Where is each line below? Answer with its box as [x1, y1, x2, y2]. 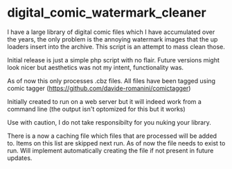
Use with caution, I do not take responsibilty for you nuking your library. [7, 118, 211, 126]
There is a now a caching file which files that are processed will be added [7, 132, 217, 140]
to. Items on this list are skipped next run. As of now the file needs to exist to [7, 139, 226, 147]
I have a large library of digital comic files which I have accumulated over [7, 28, 215, 36]
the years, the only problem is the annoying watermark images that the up [7, 35, 218, 43]
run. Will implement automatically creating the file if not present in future [7, 146, 214, 154]
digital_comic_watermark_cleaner [7, 5, 206, 21]
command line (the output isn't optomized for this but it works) [7, 105, 186, 113]
